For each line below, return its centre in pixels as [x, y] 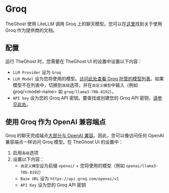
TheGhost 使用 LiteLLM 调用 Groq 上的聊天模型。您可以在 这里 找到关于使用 [84, 24]
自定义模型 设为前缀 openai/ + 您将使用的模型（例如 [73, 165]
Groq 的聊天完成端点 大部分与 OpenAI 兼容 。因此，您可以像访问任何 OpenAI [85, 135]
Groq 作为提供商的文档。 [31, 30]
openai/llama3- [142, 166]
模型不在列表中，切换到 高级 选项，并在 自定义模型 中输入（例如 [75, 85]
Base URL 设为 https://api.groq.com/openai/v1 [69, 178]
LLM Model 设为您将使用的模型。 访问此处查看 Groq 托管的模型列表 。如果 [88, 79]
